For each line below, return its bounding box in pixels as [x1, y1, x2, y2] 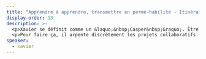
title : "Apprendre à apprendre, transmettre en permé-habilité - [6, 9, 177, 15]
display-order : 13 [6, 15, 53, 21]
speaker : [6, 37, 29, 44]
